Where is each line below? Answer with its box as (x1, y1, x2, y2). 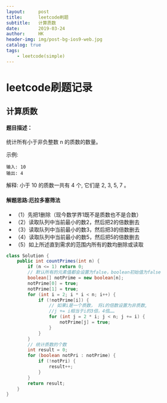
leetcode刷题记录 (6, 81, 92, 94)
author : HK (6, 31, 44, 37)
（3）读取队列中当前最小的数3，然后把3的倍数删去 (14, 226, 140, 233)
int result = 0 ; (27, 347, 68, 353)
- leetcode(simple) (17, 53, 66, 59)
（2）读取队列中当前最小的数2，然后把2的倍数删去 (14, 219, 140, 226)
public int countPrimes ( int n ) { (17, 258, 100, 264)
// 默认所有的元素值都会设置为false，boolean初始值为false (27, 269, 161, 275)
